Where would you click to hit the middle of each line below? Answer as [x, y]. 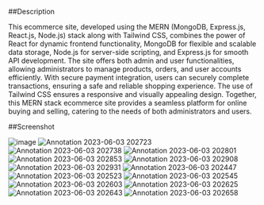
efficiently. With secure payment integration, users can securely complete [129, 77]
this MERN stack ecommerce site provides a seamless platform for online [128, 103]
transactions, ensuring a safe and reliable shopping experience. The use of [131, 86]
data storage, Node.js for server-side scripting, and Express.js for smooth [128, 52]
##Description [32, 12]
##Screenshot [31, 127]
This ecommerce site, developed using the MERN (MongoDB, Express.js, [127, 27]
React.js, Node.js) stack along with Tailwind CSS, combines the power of [127, 35]
